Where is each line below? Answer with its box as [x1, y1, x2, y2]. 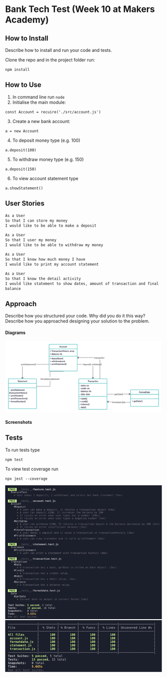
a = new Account [5, 128, 39, 133]
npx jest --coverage [5, 476, 48, 481]
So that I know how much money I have [5, 257, 85, 262]
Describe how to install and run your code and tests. [5, 47, 112, 53]
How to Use [5, 81, 42, 89]
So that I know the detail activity [5, 276, 81, 281]
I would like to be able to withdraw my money [5, 242, 103, 248]
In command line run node [12, 94, 65, 100]
